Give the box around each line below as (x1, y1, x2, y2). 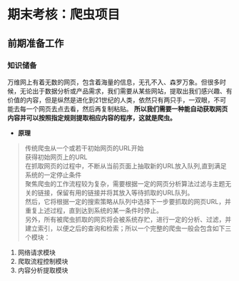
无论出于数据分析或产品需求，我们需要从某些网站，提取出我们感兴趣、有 (19, 86, 233, 95)
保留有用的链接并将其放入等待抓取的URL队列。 (56, 188, 194, 197)
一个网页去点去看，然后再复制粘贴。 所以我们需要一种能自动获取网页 (26, 104, 228, 113)
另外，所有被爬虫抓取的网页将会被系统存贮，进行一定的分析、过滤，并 (24, 215, 232, 223)
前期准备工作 (7, 37, 64, 49)
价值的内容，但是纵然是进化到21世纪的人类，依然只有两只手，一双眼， (7, 96, 214, 104)
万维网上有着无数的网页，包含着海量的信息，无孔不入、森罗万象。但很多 (7, 78, 220, 86)
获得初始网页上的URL (24, 153, 88, 161)
